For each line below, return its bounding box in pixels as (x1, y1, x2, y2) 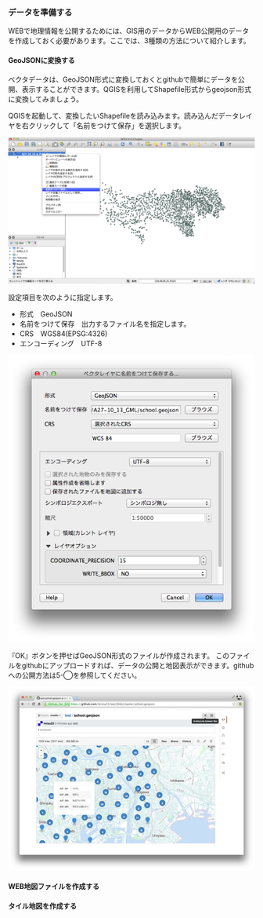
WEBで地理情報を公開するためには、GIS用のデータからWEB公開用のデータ (8, 26, 249, 36)
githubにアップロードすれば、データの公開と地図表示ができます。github (21, 660, 254, 670)
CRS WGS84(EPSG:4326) (19, 328, 108, 338)
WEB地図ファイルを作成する (8, 882, 100, 891)
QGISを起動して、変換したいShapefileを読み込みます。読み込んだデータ (8, 111, 240, 120)
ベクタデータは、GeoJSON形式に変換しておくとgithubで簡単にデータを (8, 75, 239, 84)
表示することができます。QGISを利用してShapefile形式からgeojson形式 (21, 84, 252, 93)
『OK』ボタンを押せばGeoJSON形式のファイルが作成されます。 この (8, 650, 229, 660)
